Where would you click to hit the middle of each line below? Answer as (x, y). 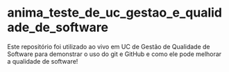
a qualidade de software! (43, 61)
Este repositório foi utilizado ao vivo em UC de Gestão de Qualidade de (109, 46)
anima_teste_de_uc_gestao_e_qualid (115, 13)
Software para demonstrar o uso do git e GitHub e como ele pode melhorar (114, 54)
